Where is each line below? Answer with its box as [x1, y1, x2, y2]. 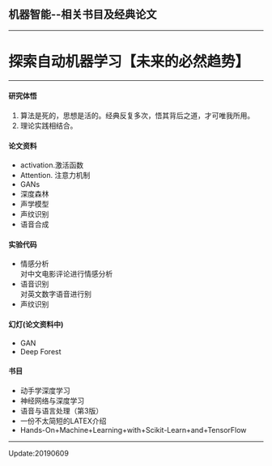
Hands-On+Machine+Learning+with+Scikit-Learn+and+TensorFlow [19, 425, 247, 434]
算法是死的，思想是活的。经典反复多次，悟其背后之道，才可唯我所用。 [19, 110, 255, 120]
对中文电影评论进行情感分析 [19, 269, 113, 279]
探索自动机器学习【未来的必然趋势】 [8, 53, 250, 70]
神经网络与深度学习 [19, 396, 85, 405]
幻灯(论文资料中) [8, 319, 64, 329]
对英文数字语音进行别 [19, 290, 91, 299]
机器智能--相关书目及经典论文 [8, 7, 157, 22]
